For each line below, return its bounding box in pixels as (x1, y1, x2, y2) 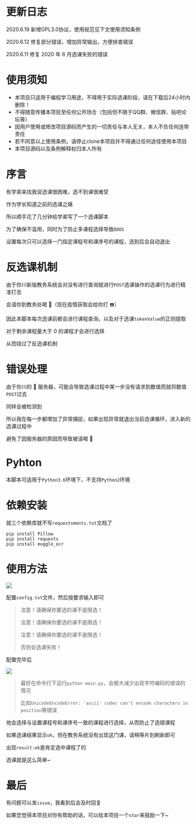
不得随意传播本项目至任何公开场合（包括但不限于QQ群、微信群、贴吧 (14, 108, 182, 115)
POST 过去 (6, 390, 27, 397)
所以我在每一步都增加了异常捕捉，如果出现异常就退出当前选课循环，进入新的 (6, 415, 191, 422)
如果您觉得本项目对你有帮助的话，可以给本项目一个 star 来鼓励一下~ (6, 812, 169, 819)
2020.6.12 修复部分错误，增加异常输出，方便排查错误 (6, 38, 133, 45)
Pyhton (6, 456, 42, 469)
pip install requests (6, 536, 59, 542)
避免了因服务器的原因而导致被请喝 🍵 (6, 435, 94, 442)
